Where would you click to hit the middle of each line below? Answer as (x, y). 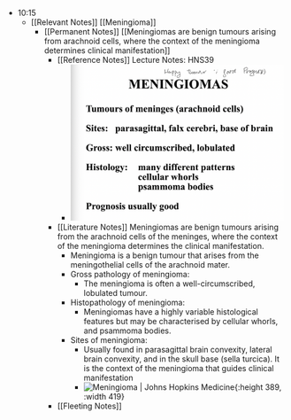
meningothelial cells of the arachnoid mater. (150, 264)
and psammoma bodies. (127, 331)
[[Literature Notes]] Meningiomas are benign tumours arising (168, 227)
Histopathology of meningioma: (128, 302)
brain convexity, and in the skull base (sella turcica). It (182, 359)
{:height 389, (258, 387)
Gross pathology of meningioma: (130, 274)
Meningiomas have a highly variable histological (171, 311)
